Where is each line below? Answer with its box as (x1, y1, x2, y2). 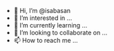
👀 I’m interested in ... (13, 14, 73, 22)
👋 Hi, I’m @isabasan (13, 7, 71, 14)
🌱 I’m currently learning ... (13, 21, 88, 29)
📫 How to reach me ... (13, 37, 78, 44)
